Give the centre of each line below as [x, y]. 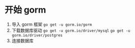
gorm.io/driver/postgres [37, 35]
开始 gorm [25, 10]
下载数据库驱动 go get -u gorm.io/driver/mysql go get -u [71, 30]
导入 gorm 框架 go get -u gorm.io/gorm [52, 24]
